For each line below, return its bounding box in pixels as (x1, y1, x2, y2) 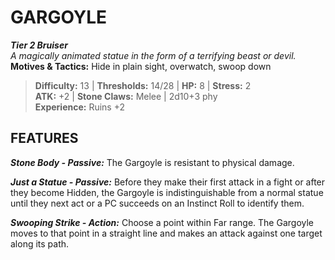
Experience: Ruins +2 (34, 101, 125, 113)
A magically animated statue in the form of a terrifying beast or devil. (10, 49, 297, 61)
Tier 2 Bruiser (10, 39, 68, 51)
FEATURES (10, 130, 79, 147)
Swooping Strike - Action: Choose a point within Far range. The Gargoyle (10, 216, 315, 228)
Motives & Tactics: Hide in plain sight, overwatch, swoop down (10, 60, 272, 72)
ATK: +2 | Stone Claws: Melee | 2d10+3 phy (34, 90, 218, 102)
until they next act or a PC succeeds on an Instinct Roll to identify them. (10, 197, 305, 209)
